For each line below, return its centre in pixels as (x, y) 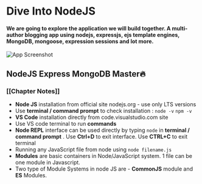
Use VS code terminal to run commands (66, 124)
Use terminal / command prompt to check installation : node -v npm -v (103, 111)
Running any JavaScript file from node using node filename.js (93, 149)
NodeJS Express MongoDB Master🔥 (76, 74)
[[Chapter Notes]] (33, 91)
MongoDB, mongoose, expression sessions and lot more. (80, 41)
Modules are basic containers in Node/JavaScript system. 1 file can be (104, 156)
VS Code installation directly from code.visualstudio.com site (92, 117)
